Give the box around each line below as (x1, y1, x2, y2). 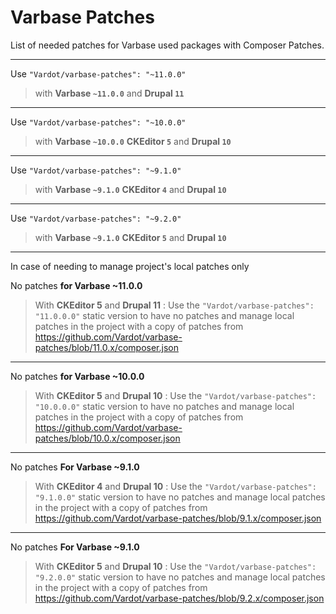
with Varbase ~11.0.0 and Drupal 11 (34, 87, 185, 99)
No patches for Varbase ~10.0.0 (10, 370, 145, 382)
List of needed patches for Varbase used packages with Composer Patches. (10, 39, 325, 51)
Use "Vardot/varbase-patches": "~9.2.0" (10, 212, 182, 224)
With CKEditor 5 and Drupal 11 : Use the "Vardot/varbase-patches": (34, 299, 315, 311)
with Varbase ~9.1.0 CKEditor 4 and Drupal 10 (34, 183, 227, 195)
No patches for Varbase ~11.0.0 (10, 279, 143, 291)
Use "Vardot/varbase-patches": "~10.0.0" (10, 116, 187, 128)
